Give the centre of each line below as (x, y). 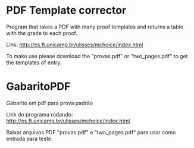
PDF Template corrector (66, 10)
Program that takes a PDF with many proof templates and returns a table (95, 27)
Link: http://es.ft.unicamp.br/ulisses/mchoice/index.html (75, 45)
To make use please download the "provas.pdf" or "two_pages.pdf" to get (97, 56)
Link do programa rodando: (40, 114)
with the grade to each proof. (42, 33)
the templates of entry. (34, 62)
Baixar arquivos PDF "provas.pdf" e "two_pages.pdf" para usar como (91, 132)
